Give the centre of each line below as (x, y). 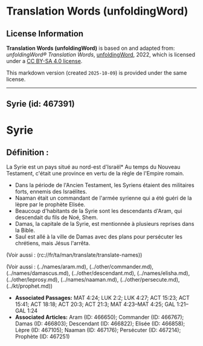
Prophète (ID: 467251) (42, 337)
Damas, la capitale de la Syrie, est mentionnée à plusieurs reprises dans (105, 224)
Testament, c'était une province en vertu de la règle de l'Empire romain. (95, 174)
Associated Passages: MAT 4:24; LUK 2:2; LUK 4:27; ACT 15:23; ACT (102, 298)
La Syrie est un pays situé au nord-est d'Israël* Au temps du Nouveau (93, 167)
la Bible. (25, 230)
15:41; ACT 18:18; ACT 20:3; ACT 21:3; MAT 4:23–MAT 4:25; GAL (95, 304)
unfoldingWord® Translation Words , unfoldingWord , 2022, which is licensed (101, 55)
